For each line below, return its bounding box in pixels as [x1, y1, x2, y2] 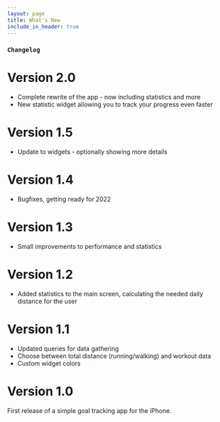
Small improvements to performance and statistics [17, 243, 162, 251]
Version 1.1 [7, 321, 70, 337]
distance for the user [17, 297, 78, 305]
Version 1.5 [7, 124, 73, 140]
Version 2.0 [7, 70, 76, 86]
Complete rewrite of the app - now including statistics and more [17, 93, 201, 102]
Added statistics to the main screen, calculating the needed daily [17, 289, 203, 298]
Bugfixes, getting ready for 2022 [17, 195, 111, 204]
